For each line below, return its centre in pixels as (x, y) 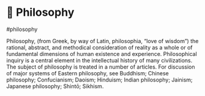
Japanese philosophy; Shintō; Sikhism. (55, 86)
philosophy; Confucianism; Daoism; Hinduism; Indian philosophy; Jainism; (99, 80)
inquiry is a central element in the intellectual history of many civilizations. (99, 60)
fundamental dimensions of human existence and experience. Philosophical (102, 53)
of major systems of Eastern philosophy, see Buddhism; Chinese (88, 73)
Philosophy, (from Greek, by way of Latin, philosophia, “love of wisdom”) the (102, 41)
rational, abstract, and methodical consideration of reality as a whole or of (99, 47)
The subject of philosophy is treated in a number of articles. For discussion (101, 67)
